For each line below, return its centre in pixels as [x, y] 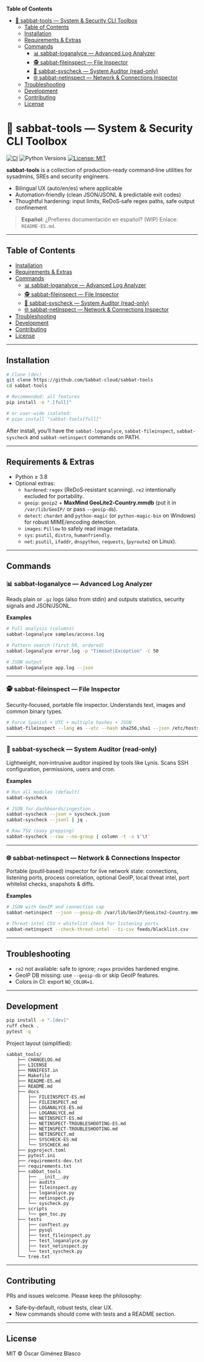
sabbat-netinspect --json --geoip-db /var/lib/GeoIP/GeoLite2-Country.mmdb [104, 913]
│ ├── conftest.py [43, 1225]
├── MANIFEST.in [38, 1070]
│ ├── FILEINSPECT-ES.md [51, 1097]
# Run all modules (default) [43, 792]
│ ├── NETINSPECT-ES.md [50, 1118]
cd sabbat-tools [27, 386]
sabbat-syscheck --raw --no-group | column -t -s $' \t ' [78, 837]
